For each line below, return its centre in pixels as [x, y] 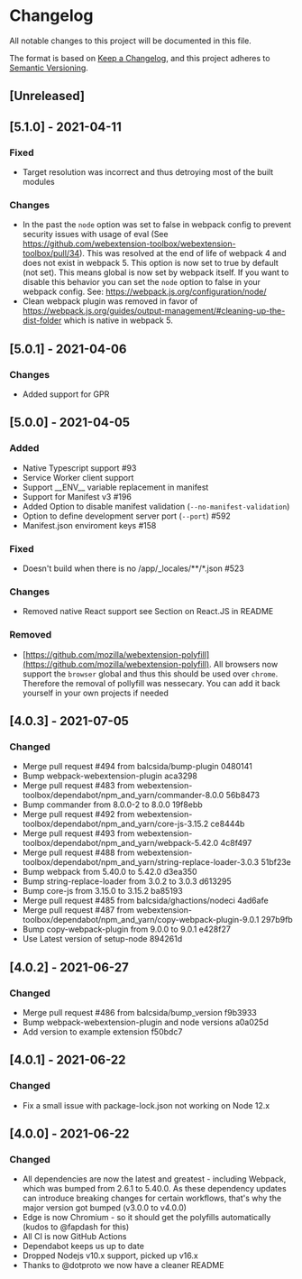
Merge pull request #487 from [78, 910]
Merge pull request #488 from [78, 852]
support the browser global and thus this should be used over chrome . [150, 674]
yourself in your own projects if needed [96, 693]
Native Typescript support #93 [79, 468]
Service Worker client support [78, 477]
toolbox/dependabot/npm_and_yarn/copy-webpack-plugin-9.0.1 [141, 920]
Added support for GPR [66, 394]
